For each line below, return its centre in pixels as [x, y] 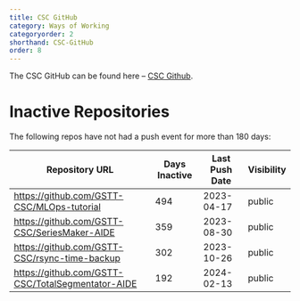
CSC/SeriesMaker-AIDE [64, 232]
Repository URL [80, 170]
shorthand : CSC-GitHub [51, 42]
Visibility [267, 170]
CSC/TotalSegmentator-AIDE [75, 284]
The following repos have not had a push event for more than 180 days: [140, 137]
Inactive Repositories [89, 112]
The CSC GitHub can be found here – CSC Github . [101, 76]
